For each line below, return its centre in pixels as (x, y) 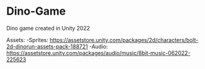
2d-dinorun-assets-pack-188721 (47, 46)
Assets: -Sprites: (28, 40)
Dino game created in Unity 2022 (48, 28)
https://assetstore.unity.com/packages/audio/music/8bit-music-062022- (99, 53)
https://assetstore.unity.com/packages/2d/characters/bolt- (124, 40)
